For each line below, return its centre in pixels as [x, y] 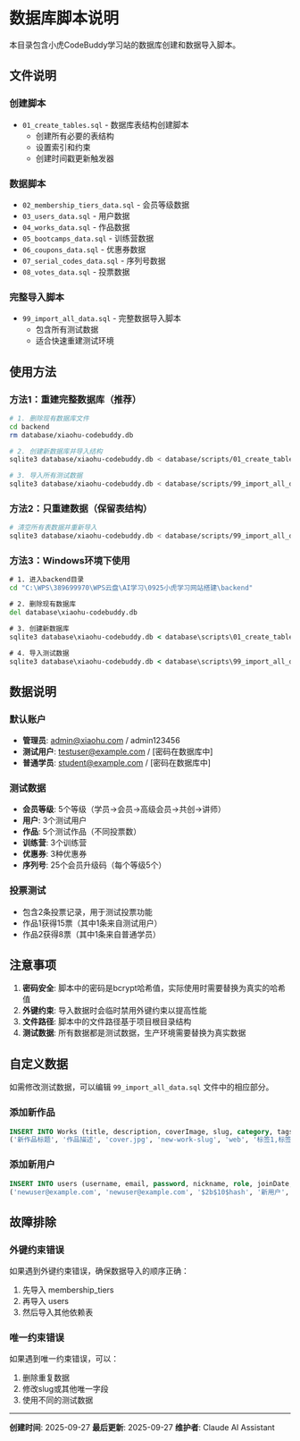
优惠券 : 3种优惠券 [54, 854]
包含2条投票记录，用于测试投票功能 [87, 911]
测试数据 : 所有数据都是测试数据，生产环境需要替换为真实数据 [134, 1033]
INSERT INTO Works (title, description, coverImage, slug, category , [142, 1132]
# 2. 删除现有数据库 [43, 605]
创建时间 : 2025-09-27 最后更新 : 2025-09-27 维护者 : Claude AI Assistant [142, 1428]
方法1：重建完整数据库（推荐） [75, 399]
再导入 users [46, 1301]
